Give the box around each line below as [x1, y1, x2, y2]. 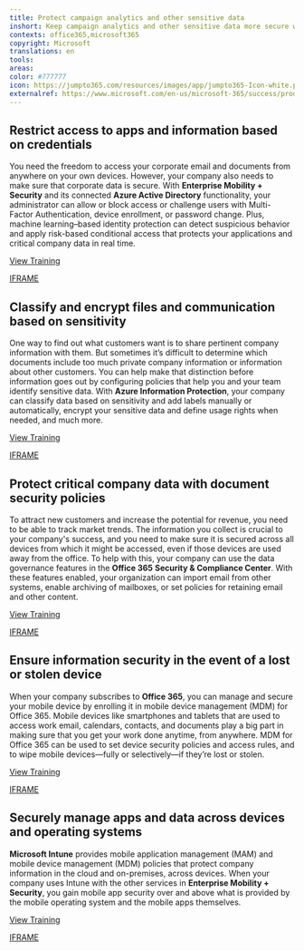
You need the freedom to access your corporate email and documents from [9, 160, 291, 172]
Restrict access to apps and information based [9, 122, 279, 138]
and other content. [9, 591, 79, 602]
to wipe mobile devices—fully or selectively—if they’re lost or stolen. [9, 749, 265, 760]
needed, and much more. [9, 414, 104, 426]
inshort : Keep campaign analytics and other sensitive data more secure [9, 22, 290, 31]
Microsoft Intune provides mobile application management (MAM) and [9, 849, 273, 859]
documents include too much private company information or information [9, 357, 283, 368]
